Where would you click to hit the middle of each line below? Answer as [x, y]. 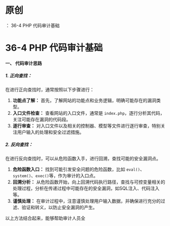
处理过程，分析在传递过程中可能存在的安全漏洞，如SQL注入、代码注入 [86, 188]
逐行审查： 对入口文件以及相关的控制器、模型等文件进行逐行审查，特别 [87, 125]
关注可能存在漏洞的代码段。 [42, 119]
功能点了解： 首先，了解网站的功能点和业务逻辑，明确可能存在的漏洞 [84, 100]
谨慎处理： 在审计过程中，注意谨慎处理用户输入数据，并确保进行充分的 [87, 201]
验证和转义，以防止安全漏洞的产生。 [59, 207]
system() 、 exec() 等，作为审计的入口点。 [55, 175]
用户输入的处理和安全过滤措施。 [50, 132]
